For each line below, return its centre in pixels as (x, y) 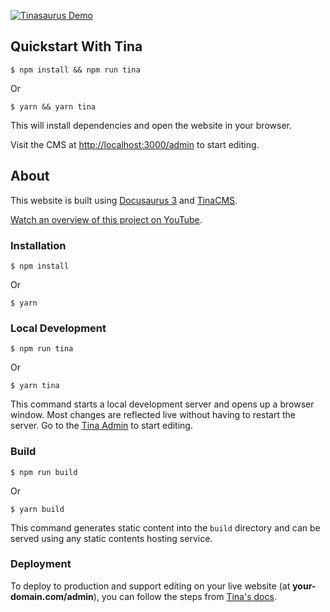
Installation (38, 245)
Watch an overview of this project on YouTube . (106, 219)
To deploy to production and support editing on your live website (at (150, 586)
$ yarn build (37, 509)
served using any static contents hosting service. (111, 538)
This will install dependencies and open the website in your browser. (151, 125)
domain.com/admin (52, 596)
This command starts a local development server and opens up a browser (162, 404)
